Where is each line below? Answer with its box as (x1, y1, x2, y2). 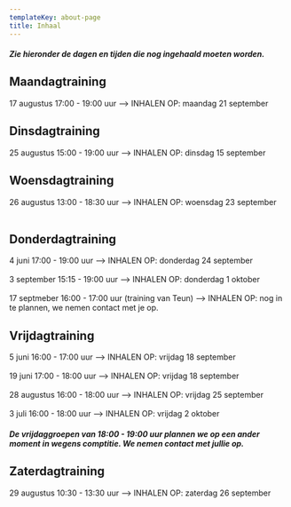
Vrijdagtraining (9, 328, 95, 343)
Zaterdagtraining (9, 463, 105, 479)
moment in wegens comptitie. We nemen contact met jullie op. (9, 438, 245, 448)
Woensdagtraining (9, 173, 114, 188)
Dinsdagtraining (9, 123, 100, 139)
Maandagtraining (9, 75, 106, 90)
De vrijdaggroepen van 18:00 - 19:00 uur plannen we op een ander (9, 428, 260, 440)
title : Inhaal (9, 21, 62, 30)
